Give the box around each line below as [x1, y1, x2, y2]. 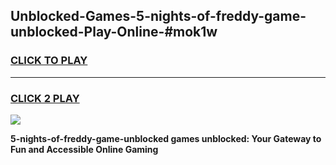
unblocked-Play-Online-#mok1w [10, 24, 218, 41]
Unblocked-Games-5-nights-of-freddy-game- [10, 8, 307, 25]
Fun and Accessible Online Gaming [10, 143, 159, 155]
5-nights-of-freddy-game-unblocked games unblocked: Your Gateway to [10, 132, 322, 144]
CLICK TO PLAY [10, 54, 88, 68]
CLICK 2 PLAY [10, 91, 80, 105]
